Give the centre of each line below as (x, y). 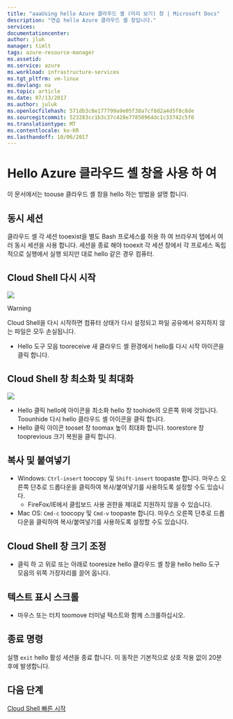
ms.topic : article (34, 91)
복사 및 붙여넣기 (39, 461)
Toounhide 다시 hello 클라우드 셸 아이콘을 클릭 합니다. (91, 418)
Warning (19, 308)
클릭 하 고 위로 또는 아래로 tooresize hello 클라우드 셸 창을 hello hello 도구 (119, 564)
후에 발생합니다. (29, 666)
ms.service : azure (34, 66)
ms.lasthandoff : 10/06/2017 (48, 137)
